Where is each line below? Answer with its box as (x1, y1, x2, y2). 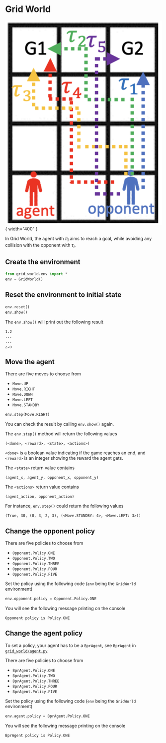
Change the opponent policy (5, 527, 95, 535)
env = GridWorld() (5, 277, 43, 282)
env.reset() (5, 304, 30, 309)
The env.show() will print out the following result (5, 319, 103, 325)
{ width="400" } (5, 226, 38, 232)
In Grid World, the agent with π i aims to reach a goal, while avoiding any (5, 235, 152, 243)
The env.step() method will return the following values (5, 431, 118, 437)
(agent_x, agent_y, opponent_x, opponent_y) (5, 475, 99, 480)
